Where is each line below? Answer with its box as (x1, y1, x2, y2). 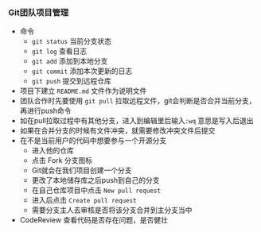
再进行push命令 (19, 106, 72, 116)
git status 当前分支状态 (31, 37, 112, 46)
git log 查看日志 (31, 46, 88, 56)
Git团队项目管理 (8, 6, 69, 17)
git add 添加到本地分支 (31, 56, 108, 66)
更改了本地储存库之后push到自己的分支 (31, 176, 161, 185)
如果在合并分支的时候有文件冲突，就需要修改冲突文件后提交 (19, 126, 216, 136)
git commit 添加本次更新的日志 (31, 66, 133, 76)
